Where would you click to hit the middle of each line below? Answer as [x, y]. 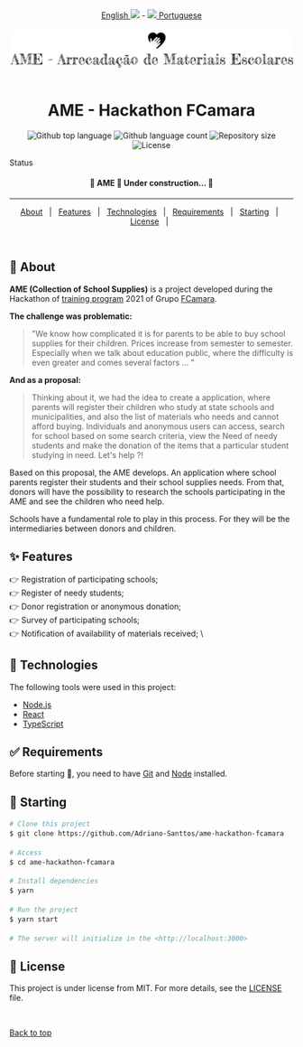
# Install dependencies [54, 881]
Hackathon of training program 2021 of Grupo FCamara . [113, 298]
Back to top [31, 1033]
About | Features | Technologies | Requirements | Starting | [149, 212]
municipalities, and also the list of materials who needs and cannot [155, 416]
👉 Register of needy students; [67, 593]
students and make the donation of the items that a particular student [160, 445]
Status [21, 163]
